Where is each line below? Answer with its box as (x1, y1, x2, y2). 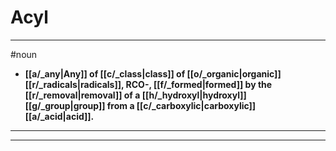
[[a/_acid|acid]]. (24, 110, 95, 122)
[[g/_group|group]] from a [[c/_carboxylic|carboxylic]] (24, 99, 257, 111)
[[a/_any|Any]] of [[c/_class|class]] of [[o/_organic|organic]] (24, 67, 282, 80)
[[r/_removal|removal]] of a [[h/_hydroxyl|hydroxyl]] (24, 89, 247, 101)
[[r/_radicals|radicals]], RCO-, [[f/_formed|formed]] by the (24, 78, 273, 90)
